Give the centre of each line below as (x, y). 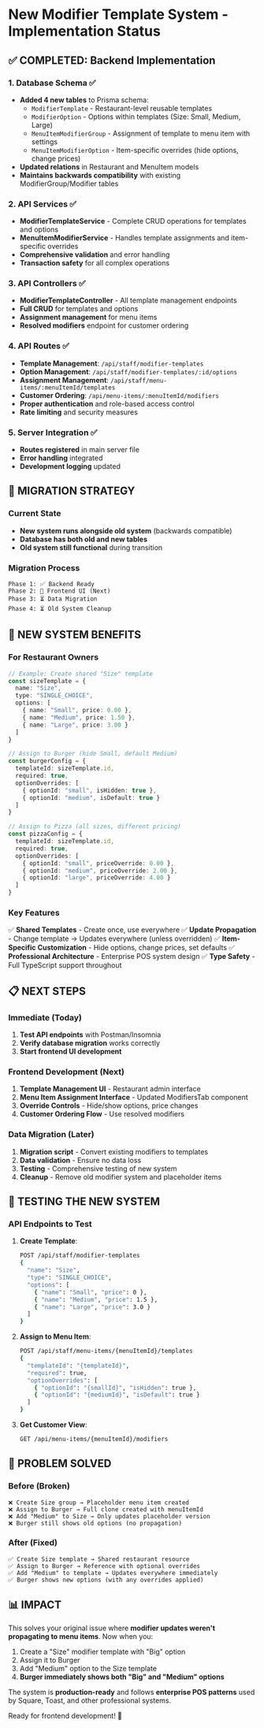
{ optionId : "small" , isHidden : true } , (89, 790)
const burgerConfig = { (47, 761)
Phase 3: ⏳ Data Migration (53, 599)
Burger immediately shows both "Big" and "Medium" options (122, 1677)
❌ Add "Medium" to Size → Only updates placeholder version (109, 1516)
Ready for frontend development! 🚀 (65, 1715)
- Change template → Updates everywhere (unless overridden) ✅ (114, 938)
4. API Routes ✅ (39, 346)
